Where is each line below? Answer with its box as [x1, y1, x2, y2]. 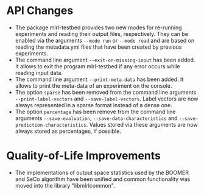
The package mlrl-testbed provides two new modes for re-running [15, 24, 182, 31]
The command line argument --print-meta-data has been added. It [15, 76, 184, 83]
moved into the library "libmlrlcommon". [15, 182, 116, 189]
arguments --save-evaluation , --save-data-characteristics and [15, 114, 178, 122]
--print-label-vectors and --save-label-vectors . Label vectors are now [15, 95, 199, 102]
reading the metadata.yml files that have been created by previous [15, 43, 182, 51]
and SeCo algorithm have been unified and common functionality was [15, 175, 191, 183]
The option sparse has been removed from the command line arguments [15, 88, 197, 96]
